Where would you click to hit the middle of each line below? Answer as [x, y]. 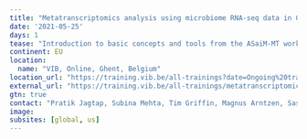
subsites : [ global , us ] [55, 120]
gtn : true [28, 94]
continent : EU [37, 52]
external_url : [37, 86]
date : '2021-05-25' [47, 27]
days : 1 [24, 35]
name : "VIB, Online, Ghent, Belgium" [90, 69]
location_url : [37, 78]
